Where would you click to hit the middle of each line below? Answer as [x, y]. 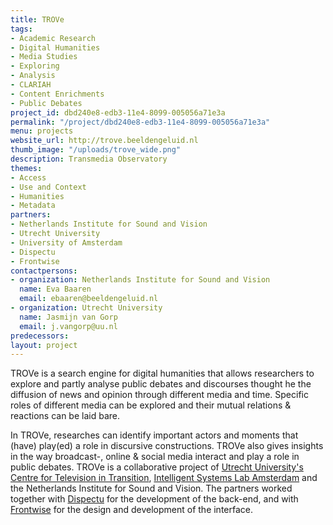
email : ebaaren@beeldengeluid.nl [89, 299]
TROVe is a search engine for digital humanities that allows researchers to [162, 373]
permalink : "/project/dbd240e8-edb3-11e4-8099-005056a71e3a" [140, 122]
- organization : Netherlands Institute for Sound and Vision [140, 280]
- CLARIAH [31, 85]
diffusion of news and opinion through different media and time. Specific [159, 395]
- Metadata [33, 206]
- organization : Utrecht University [86, 308]
